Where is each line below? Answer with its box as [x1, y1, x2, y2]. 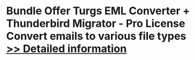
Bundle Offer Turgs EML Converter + [6, 4, 190, 18]
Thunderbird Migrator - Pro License [6, 17, 185, 30]
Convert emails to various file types [6, 30, 187, 43]
